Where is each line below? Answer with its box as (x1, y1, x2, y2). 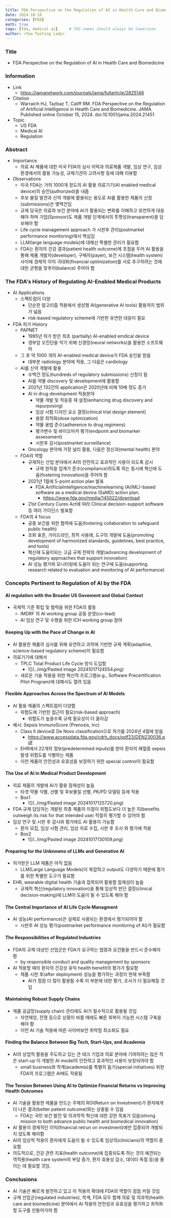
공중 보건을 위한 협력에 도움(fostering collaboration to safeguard (27, 520, 159, 526)
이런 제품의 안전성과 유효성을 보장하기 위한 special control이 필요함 (20, 758, 155, 764)
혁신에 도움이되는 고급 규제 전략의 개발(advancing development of (27, 549, 162, 556)
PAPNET (20, 327, 38, 333)
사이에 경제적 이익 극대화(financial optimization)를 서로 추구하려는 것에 (20, 258, 162, 264)
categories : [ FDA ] (5, 17, 44, 22)
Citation (12, 95, 30, 101)
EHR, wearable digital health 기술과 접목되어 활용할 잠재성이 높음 (12, 879, 144, 885)
